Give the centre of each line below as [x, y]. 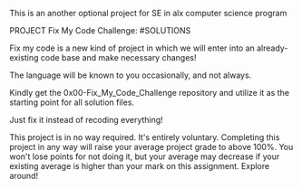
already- [273, 48]
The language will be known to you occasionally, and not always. [131, 75]
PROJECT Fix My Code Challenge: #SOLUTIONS [100, 30]
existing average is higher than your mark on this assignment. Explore [140, 166]
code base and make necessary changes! [118, 57]
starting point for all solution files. [72, 102]
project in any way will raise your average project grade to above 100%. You [151, 147]
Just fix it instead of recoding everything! [86, 120]
